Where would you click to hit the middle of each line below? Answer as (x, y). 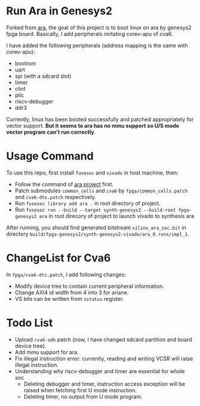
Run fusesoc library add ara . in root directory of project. (88, 203)
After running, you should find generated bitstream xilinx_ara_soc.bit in (96, 227)
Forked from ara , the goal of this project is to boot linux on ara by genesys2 (99, 27)
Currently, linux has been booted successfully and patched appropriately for (100, 119)
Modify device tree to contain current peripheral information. (89, 286)
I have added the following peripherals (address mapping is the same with (97, 45)
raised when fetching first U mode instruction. (80, 390)
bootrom (25, 63)
